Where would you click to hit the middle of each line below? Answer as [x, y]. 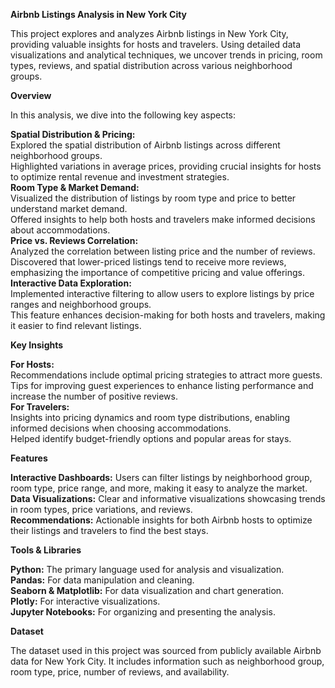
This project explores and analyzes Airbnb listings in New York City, [149, 33]
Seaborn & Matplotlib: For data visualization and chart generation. [147, 590]
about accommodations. [60, 230]
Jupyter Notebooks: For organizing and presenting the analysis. [143, 612]
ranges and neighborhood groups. [81, 304]
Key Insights [37, 345]
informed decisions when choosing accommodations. [121, 428]
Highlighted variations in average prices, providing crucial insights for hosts [166, 166]
